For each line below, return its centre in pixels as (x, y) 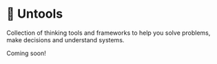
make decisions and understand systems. (65, 39)
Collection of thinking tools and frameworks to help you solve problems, (108, 33)
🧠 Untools (35, 14)
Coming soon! (26, 53)
